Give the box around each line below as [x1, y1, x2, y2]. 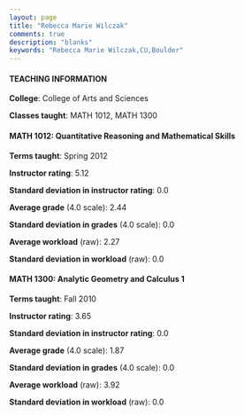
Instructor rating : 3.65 [9, 310, 91, 321]
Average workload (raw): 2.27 [9, 236, 120, 247]
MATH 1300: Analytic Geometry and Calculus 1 [9, 274, 185, 285]
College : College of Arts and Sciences [9, 93, 149, 104]
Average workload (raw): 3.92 [9, 379, 121, 390]
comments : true [9, 29, 65, 38]
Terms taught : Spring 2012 [9, 150, 108, 161]
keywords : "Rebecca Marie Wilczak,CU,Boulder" [9, 46, 184, 55]
